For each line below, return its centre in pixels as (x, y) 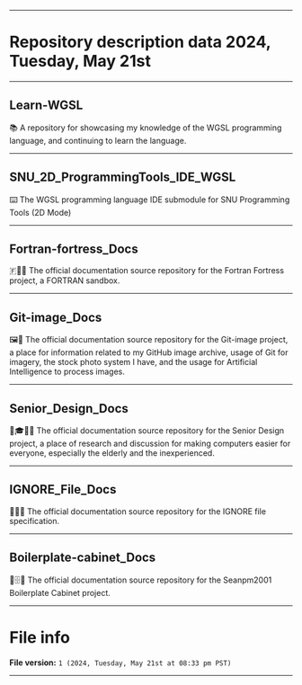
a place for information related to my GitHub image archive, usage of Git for (149, 352)
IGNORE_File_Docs (63, 489)
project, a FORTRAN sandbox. (65, 280)
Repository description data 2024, (140, 42)
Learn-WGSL (46, 106)
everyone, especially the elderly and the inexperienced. (112, 453)
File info (40, 637)
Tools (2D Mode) (40, 212)
